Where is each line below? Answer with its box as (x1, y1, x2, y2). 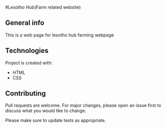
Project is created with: (5, 59, 53, 65)
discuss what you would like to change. (5, 107, 86, 114)
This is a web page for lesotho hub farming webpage (5, 32, 114, 38)
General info (5, 18, 44, 27)
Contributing (5, 89, 46, 98)
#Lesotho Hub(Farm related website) (5, 4, 81, 10)
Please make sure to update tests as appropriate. (5, 117, 106, 123)
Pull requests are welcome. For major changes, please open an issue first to (5, 102, 161, 108)
